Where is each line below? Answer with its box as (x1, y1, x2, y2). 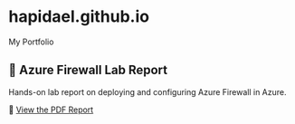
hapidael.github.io (8, 6, 150, 27)
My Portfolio (8, 36, 54, 47)
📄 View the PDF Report (8, 104, 94, 115)
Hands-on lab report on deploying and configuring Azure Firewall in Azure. (8, 86, 287, 97)
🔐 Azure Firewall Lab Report (8, 62, 168, 78)
